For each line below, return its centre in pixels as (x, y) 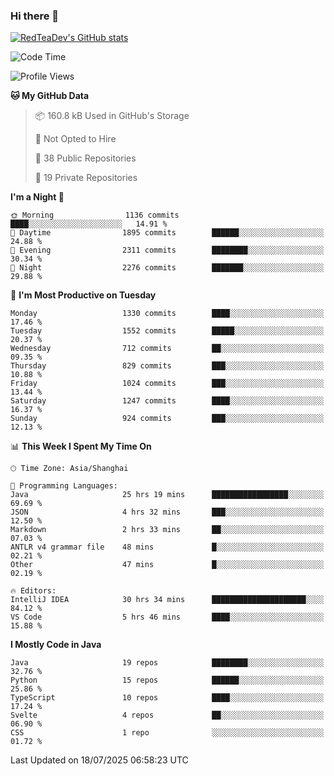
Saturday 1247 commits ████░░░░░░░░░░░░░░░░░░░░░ (167, 401)
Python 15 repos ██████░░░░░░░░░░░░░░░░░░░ (167, 680)
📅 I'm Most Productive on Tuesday (83, 295)
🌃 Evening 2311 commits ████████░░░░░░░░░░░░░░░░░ (167, 250)
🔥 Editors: (33, 591)
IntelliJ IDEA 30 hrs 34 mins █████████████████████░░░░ (167, 600)
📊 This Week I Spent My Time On (81, 446)
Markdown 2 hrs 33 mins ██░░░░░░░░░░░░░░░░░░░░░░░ (167, 530)
